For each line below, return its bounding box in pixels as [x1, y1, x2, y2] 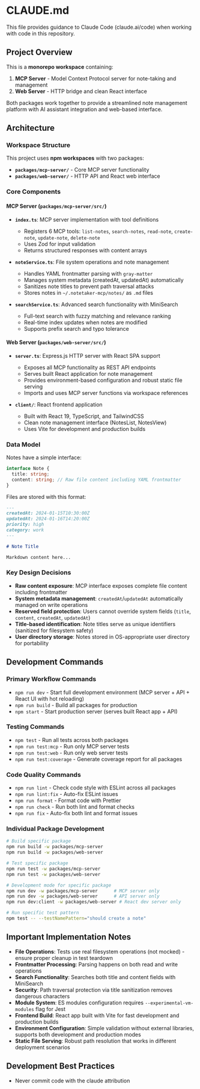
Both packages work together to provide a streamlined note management [6, 99, 187, 106]
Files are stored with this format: [6, 493, 86, 500]
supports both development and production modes [14, 1031, 141, 1038]
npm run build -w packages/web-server [6, 849, 103, 855]
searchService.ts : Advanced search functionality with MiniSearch [14, 301, 178, 308]
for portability [14, 639, 49, 647]
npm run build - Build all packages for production [14, 701, 138, 708]
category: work [6, 527, 44, 533]
